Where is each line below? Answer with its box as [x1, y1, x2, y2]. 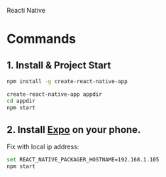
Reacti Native [6, 6, 46, 14]
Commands [6, 31, 77, 47]
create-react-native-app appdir [6, 90, 102, 98]
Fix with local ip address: [6, 142, 79, 151]
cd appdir [6, 97, 36, 104]
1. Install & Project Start [6, 59, 111, 71]
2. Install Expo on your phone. [6, 124, 141, 136]
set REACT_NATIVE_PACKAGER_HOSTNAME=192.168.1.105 [6, 156, 160, 163]
